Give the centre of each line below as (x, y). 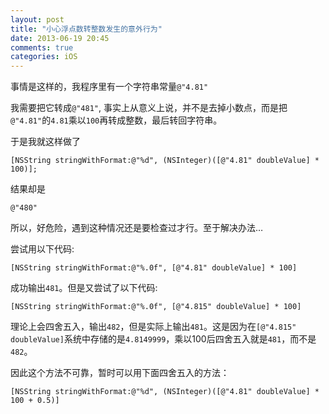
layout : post (37, 19)
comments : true (42, 47)
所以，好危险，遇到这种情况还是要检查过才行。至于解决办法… (137, 228)
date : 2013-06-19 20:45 (60, 38)
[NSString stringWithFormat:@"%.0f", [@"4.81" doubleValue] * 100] (154, 268)
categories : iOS (44, 57)
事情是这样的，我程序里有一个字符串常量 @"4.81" (109, 87)
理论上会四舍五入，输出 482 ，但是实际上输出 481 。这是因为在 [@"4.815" (153, 327)
